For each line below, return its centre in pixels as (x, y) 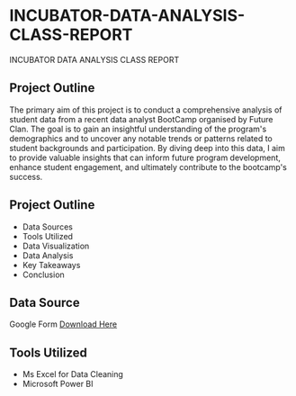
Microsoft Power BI (58, 384)
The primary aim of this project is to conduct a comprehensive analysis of (146, 110)
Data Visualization (56, 246)
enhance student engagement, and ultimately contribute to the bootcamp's (148, 166)
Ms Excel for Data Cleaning (73, 374)
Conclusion (43, 274)
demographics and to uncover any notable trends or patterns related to (141, 138)
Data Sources (48, 227)
